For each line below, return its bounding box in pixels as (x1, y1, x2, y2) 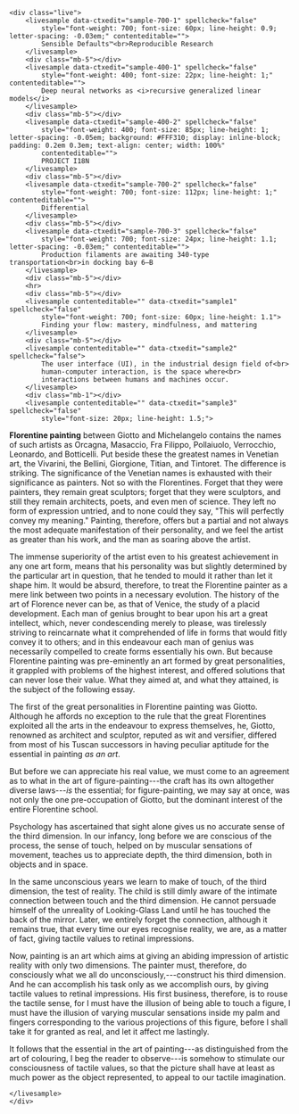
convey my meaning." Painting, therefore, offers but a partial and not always (9, 516, 289, 525)
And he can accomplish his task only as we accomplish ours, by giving (9, 979, 270, 989)
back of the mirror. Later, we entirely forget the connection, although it (9, 914, 268, 925)
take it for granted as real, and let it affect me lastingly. (9, 1027, 210, 1036)
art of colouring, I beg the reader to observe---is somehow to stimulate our (9, 1053, 286, 1063)
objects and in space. (9, 859, 88, 870)
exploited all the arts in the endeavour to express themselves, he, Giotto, (9, 721, 276, 730)
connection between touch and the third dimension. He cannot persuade (9, 895, 277, 905)
